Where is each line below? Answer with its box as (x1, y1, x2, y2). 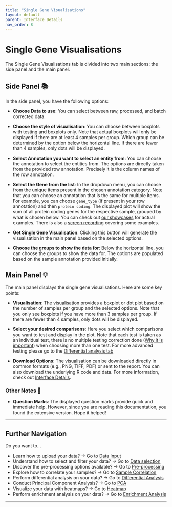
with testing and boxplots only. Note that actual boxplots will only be (12, 129, 157, 135)
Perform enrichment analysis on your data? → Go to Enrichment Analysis (12, 491, 166, 497)
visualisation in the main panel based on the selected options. (12, 235, 143, 241)
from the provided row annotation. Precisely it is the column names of (12, 166, 160, 172)
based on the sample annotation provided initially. (12, 256, 118, 262)
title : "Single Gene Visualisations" (5, 7, 86, 13)
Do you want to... (5, 442, 41, 449)
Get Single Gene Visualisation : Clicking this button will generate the (12, 229, 157, 236)
